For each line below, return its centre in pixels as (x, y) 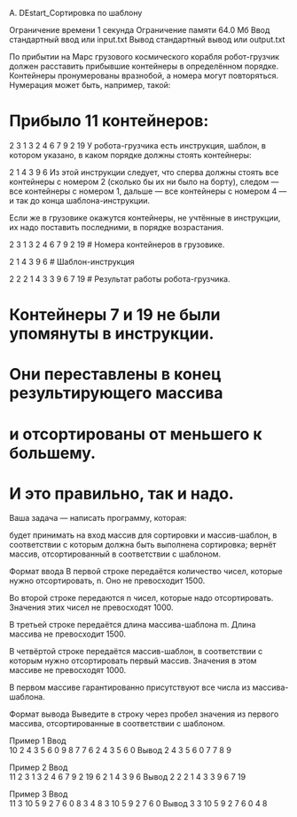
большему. (52, 453)
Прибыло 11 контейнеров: (109, 121)
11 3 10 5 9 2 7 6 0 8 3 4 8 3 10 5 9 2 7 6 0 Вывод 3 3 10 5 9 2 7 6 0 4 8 (138, 804)
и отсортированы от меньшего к (136, 434)
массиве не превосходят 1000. (68, 670)
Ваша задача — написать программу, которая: (98, 518)
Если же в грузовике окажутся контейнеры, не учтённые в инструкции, (145, 218)
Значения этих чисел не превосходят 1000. (92, 607)
